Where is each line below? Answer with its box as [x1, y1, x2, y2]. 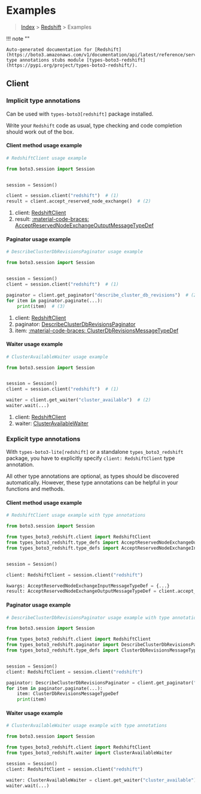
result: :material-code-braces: [14, 216, 89, 223]
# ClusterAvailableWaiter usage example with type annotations [6, 723, 167, 729]
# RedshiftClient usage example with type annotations [6, 513, 146, 519]
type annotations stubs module [6, 57, 84, 63]
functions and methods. [6, 486, 65, 493]
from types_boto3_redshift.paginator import [6, 642, 119, 648]
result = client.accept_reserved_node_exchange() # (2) [6, 198, 151, 204]
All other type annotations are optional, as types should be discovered [6, 472, 179, 480]
